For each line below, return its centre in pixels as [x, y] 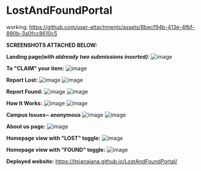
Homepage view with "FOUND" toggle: [56, 149]
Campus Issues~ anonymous [44, 115]
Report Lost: [22, 80]
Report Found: [25, 91]
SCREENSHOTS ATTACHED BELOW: [52, 45]
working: [17, 27]
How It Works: [24, 103]
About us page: [26, 126]
